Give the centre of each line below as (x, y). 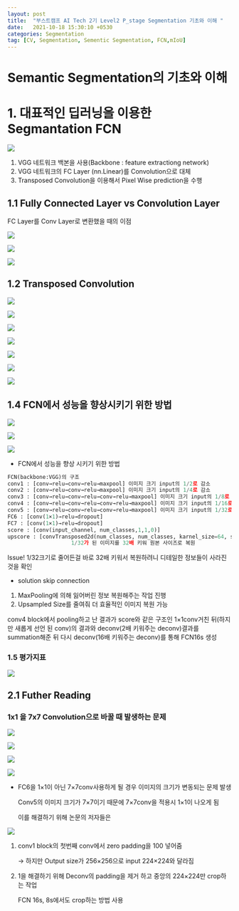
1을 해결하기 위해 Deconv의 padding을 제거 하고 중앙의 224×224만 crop (119, 876)
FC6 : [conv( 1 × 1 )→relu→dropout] (55, 517)
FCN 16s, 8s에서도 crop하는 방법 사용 (70, 900)
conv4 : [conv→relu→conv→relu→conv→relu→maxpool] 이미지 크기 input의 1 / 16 (118, 504)
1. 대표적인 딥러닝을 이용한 (79, 113)
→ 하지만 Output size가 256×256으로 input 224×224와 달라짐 (106, 861)
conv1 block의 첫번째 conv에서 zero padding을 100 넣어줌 (100, 846)
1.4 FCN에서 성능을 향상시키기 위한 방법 (90, 405)
